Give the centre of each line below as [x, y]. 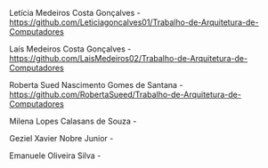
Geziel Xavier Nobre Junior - [61, 138]
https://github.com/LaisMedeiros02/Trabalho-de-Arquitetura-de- [128, 58]
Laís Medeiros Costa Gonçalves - [70, 49]
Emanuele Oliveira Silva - [55, 156]
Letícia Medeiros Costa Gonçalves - [75, 13]
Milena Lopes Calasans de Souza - [73, 121]
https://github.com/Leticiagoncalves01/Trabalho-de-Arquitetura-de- [134, 22]
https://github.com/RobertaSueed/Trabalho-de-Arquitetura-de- [126, 94]
